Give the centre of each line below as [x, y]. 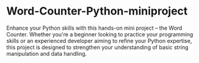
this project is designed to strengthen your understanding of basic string [97, 47]
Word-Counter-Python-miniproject [97, 11]
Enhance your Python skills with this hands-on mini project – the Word [94, 28]
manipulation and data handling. [47, 53]
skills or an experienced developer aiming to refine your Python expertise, [99, 41]
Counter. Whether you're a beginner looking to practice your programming [100, 34]
